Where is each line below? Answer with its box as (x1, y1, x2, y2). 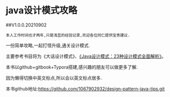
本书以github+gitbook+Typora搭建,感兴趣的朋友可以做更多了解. (6, 64, 138, 70)
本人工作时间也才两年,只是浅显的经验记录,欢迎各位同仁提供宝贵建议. (6, 33, 130, 38)
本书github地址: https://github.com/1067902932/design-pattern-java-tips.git (6, 85, 165, 92)
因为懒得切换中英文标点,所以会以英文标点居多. (6, 75, 102, 81)
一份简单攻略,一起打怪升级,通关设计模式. (6, 42, 91, 48)
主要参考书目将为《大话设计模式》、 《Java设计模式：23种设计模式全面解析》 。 (6, 53, 166, 59)
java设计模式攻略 (6, 5, 78, 16)
